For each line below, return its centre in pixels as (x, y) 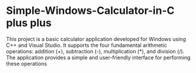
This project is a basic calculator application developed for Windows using (96, 39)
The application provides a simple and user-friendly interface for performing (98, 57)
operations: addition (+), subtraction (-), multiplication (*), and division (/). (95, 51)
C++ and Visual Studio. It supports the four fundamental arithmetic (87, 45)
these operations (26, 63)
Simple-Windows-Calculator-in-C (90, 11)
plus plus (29, 23)
